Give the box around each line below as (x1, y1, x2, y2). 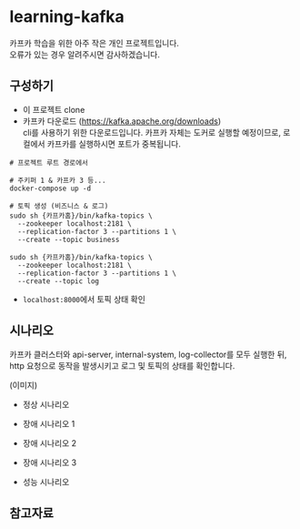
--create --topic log (17, 276, 100, 286)
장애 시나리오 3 (22, 457, 77, 468)
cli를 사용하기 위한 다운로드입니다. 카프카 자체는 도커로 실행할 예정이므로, (22, 127, 282, 137)
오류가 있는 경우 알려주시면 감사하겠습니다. (9, 48, 161, 60)
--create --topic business (17, 235, 120, 244)
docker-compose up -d (9, 184, 92, 193)
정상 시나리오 (22, 399, 70, 410)
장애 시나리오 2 (22, 437, 77, 448)
